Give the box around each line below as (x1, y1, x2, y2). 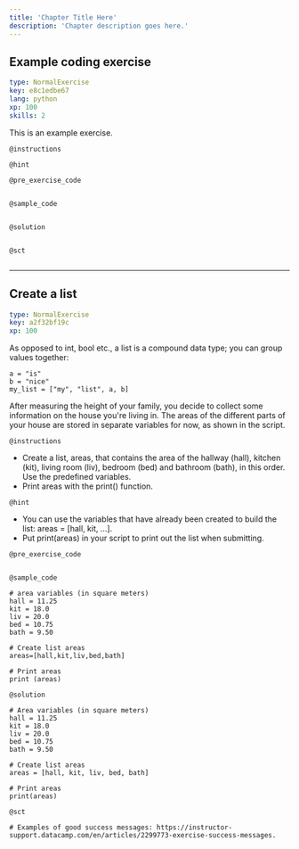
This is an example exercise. (9, 127, 113, 138)
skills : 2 (9, 111, 46, 120)
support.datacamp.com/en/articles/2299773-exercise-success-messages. (9, 831, 277, 840)
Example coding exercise (9, 54, 151, 70)
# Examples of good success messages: (9, 823, 153, 832)
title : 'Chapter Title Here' (9, 12, 117, 22)
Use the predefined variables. (21, 472, 132, 482)
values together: (9, 352, 69, 363)
